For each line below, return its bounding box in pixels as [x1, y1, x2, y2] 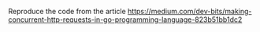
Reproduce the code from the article [8, 7, 126, 16]
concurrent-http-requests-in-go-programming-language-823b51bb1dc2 [8, 15, 243, 24]
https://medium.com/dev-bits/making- [127, 7, 252, 16]
